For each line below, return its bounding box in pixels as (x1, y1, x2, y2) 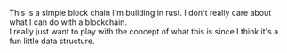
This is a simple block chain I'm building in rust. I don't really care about (9, 8, 272, 18)
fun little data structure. (9, 35, 95, 46)
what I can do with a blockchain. (9, 17, 127, 27)
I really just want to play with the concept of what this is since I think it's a (9, 26, 279, 36)
